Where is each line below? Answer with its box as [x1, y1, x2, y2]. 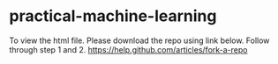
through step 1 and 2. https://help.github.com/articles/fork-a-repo [9, 44, 248, 54]
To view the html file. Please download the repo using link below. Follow [9, 35, 270, 46]
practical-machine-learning [9, 6, 217, 26]
